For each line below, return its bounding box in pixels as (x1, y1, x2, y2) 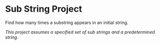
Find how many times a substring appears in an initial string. (5, 20, 129, 25)
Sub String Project (5, 3, 82, 15)
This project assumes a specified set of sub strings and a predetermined (5, 29, 156, 35)
